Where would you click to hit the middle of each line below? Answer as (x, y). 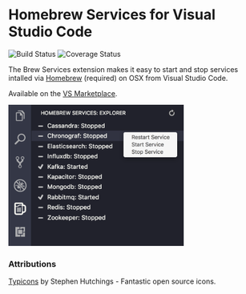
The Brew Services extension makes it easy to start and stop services (123, 69)
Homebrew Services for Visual (112, 15)
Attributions (32, 264)
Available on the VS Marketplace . (63, 93)
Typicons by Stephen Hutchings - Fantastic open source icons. (112, 281)
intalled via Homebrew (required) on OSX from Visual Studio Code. (118, 78)
